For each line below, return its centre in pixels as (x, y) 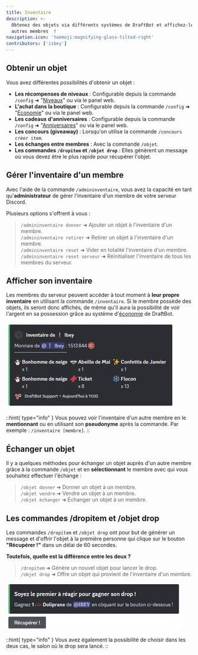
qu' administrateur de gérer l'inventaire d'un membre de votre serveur (91, 195)
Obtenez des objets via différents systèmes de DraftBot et (87, 25)
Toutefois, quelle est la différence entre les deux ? (69, 556)
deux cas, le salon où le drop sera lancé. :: (57, 646)
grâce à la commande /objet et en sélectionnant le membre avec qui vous (97, 470)
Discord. (16, 202)
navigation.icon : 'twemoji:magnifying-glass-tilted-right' (80, 37)
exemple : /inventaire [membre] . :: (48, 430)
